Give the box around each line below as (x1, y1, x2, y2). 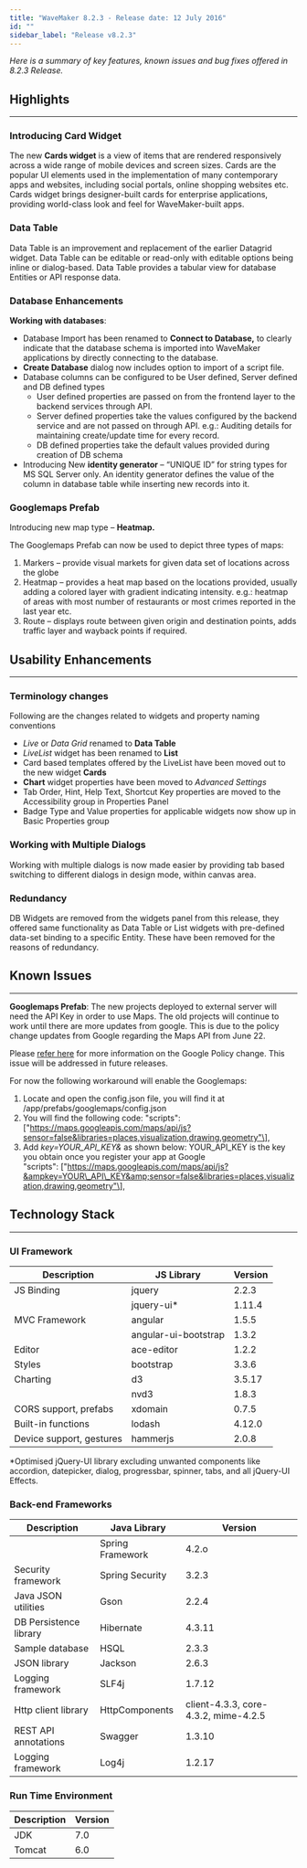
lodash (131, 1417, 161, 1430)
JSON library (14, 1657, 69, 1670)
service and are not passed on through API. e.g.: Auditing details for (36, 420, 292, 431)
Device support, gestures (14, 1432, 123, 1445)
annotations (14, 1735, 66, 1748)
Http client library (14, 1703, 89, 1716)
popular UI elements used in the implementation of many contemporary (9, 170, 279, 181)
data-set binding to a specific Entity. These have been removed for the (9, 932, 276, 943)
